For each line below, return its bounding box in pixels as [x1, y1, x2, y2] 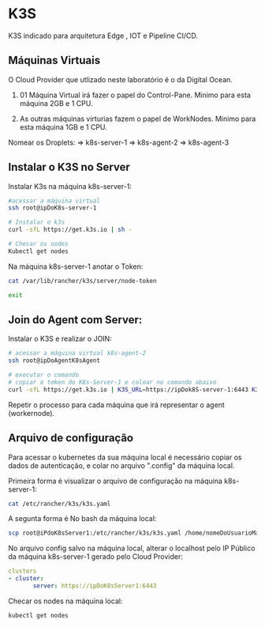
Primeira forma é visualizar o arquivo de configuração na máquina [8, 476, 223, 485]
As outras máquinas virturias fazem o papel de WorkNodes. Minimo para [19, 114, 256, 123]
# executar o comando [8, 371, 80, 380]
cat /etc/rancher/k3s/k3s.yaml [8, 500, 111, 508]
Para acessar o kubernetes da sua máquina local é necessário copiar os [8, 452, 242, 462]
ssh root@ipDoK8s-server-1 [8, 204, 97, 212]
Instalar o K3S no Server [8, 161, 130, 174]
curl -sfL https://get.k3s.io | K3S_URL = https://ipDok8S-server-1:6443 [8, 385, 248, 394]
